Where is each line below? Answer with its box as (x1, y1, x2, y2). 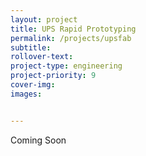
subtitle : (10, 42, 52, 53)
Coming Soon (10, 134, 67, 146)
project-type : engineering (10, 61, 123, 71)
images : (10, 89, 43, 99)
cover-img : (10, 80, 56, 90)
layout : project (10, 14, 78, 25)
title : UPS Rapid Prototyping (10, 24, 137, 34)
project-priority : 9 (10, 71, 97, 81)
